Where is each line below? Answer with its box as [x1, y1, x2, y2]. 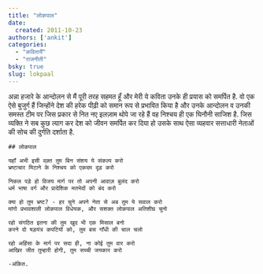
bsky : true [8, 63, 44, 71]
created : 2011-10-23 [15, 26, 83, 34]
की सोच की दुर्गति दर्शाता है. [8, 127, 75, 136]
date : [8, 19, 26, 27]
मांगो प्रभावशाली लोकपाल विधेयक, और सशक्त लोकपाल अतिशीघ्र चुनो [8, 205, 168, 213]
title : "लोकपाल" [8, 11, 58, 20]
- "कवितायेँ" [15, 48, 46, 56]
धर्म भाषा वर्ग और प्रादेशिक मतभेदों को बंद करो [8, 184, 117, 192]
